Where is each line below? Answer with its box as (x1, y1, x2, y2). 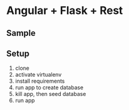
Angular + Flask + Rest (6, 4, 124, 18)
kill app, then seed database (15, 91, 86, 98)
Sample (6, 28, 36, 38)
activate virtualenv (15, 71, 62, 78)
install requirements (15, 77, 65, 85)
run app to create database (15, 84, 84, 91)
